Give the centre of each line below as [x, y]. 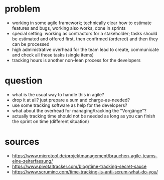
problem [23, 9]
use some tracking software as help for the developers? [69, 105]
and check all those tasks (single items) [53, 55]
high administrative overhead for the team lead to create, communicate [85, 49]
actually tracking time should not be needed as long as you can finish [84, 116]
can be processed [31, 44]
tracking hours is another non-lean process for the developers [76, 60]
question [24, 81]
